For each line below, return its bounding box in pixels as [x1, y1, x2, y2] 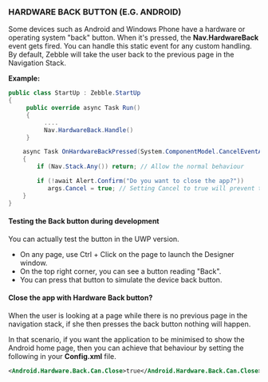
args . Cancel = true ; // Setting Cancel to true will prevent [47, 184, 255, 193]
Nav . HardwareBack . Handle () [43, 126, 134, 134]
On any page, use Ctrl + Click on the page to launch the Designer [19, 249, 235, 259]
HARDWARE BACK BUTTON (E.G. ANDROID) [8, 6, 182, 18]
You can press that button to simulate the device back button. [19, 275, 223, 284]
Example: [8, 74, 41, 84]
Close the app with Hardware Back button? [8, 293, 153, 302]
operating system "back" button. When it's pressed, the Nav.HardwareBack [8, 33, 259, 42]
